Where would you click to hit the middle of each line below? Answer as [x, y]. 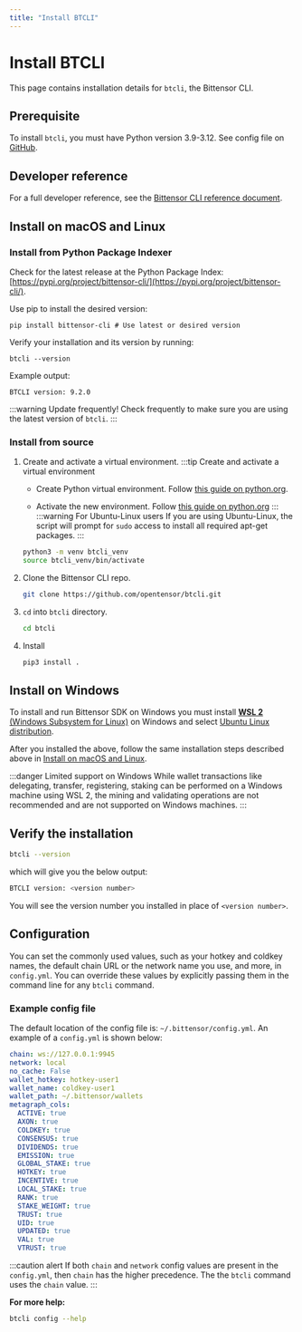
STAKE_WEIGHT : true [54, 1206]
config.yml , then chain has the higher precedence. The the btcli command [150, 1275]
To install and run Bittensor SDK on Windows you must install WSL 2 [137, 712]
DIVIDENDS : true [48, 1147]
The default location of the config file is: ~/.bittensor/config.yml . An [139, 1028]
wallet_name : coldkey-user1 [62, 1088]
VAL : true [36, 1240]
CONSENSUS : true [48, 1138]
